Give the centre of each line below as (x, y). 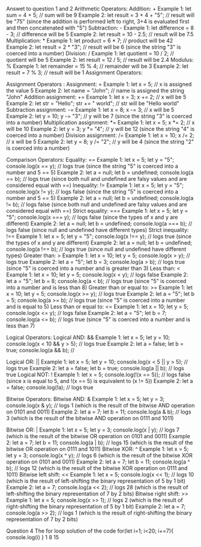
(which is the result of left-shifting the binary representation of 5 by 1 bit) (96, 481)
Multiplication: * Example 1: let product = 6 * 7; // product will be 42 (90, 41)
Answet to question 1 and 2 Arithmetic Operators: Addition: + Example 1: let (99, 9)
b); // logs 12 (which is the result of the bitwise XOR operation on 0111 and (97, 468)
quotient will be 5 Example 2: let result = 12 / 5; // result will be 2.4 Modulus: (100, 60)
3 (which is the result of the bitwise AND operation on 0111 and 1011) (90, 418)
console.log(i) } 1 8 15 (33, 537)
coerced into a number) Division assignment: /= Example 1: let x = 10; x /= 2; (100, 135)
